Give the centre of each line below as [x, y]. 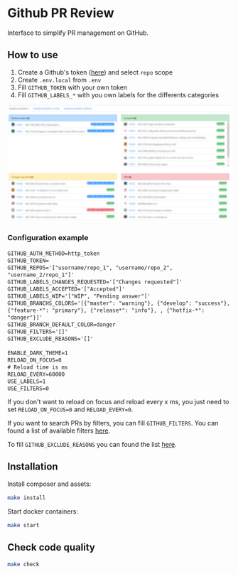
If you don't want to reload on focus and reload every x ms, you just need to [118, 401]
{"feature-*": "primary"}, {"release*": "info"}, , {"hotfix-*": [106, 310]
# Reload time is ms [38, 367]
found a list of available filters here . [59, 430]
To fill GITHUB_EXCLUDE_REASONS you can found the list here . [92, 444]
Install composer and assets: [49, 484]
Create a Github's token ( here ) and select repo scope [95, 72]
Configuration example [48, 238]
